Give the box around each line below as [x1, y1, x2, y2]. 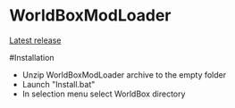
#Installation [9, 52, 55, 62]
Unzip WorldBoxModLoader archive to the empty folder [21, 69, 227, 80]
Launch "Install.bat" [21, 79, 96, 89]
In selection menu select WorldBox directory [21, 88, 186, 99]
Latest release [9, 35, 62, 46]
